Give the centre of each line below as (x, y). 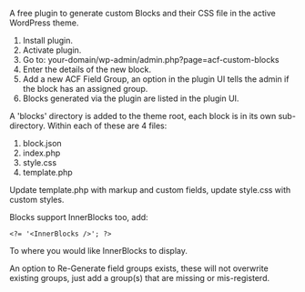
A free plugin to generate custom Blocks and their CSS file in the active (142, 13)
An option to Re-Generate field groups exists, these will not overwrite (139, 268)
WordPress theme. (44, 23)
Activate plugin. (52, 50)
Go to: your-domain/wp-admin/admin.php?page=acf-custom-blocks (151, 60)
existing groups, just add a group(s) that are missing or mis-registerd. (140, 278)
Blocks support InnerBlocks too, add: (79, 217)
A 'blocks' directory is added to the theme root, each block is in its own (143, 116)
